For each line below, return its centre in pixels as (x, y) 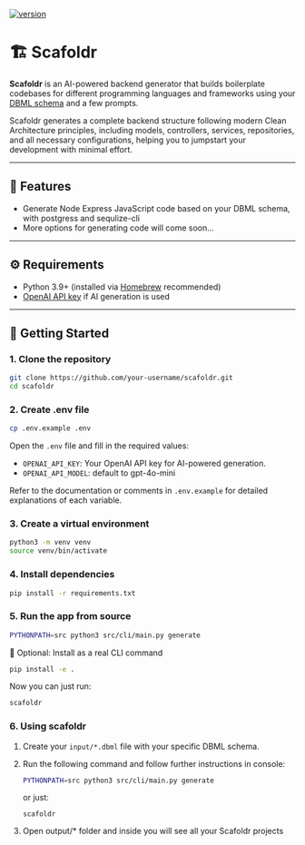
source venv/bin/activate (58, 551)
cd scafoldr (32, 387)
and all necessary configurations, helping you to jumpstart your (128, 140)
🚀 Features (40, 187)
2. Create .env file (49, 409)
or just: (36, 798)
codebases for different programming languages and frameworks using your (152, 93)
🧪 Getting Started (59, 333)
